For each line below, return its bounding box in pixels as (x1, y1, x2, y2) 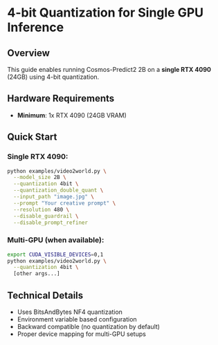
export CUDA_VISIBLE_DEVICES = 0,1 (7, 251, 104, 258)
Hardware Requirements (7, 93, 115, 104)
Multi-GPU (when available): (7, 235, 105, 245)
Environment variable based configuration (17, 315, 137, 323)
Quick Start (7, 131, 57, 143)
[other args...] (13, 270, 60, 277)
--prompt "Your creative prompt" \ (13, 199, 116, 207)
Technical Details (7, 289, 84, 301)
